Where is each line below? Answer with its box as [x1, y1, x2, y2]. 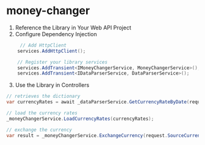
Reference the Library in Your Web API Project [15, 24, 131, 31]
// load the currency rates [6, 110, 78, 116]
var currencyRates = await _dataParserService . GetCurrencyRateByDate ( [6, 99, 190, 105]
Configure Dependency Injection [15, 30, 98, 37]
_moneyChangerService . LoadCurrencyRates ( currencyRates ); [6, 116, 154, 122]
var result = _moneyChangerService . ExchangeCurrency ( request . [6, 132, 168, 138]
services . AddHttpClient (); [17, 48, 86, 54]
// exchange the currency [6, 127, 72, 133]
